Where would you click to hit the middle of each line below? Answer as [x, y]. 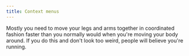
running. [16, 47]
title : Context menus [33, 11]
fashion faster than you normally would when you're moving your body [92, 34]
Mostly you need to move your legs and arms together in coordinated [90, 28]
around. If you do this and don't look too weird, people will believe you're [95, 40]
